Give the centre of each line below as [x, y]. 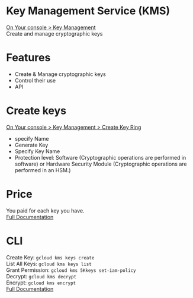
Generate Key [31, 145]
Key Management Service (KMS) [88, 11]
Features [28, 58]
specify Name [32, 138]
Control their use [35, 80]
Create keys [36, 111]
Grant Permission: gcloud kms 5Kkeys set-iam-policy [71, 270]
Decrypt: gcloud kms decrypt [41, 276]
